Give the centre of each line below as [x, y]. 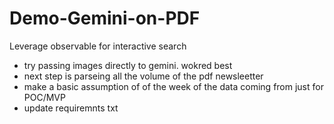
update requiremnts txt [71, 108]
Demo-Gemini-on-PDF [105, 18]
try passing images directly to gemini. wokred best [128, 65]
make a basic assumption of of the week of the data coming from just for [173, 86]
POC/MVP [44, 97]
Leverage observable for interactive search [98, 46]
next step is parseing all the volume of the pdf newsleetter [143, 76]
